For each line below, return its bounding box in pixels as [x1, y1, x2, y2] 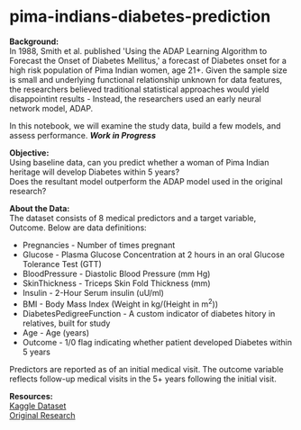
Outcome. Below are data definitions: [9, 222, 147, 233]
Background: [9, 36, 59, 47]
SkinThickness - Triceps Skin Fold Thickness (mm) [22, 277, 211, 289]
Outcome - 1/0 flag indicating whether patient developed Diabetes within [22, 336, 293, 347]
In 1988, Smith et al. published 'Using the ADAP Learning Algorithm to [9, 45, 268, 56]
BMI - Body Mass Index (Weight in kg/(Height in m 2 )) [22, 297, 219, 309]
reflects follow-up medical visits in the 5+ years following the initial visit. [9, 373, 277, 384]
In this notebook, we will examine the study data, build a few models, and [9, 120, 281, 131]
